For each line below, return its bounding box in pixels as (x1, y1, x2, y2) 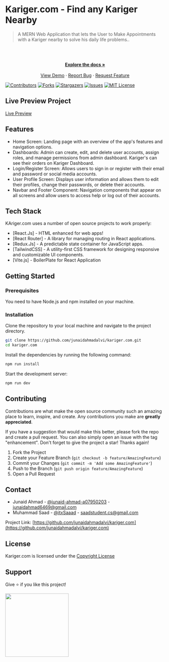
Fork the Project (12, 449, 47, 455)
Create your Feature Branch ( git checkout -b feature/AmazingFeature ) (12, 455, 161, 461)
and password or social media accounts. (12, 171, 97, 177)
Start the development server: (5, 371, 68, 377)
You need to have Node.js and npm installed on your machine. (5, 299, 135, 305)
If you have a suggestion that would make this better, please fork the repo (5, 428, 159, 434)
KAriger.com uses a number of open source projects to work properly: (5, 220, 152, 227)
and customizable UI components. (12, 252, 85, 258)
